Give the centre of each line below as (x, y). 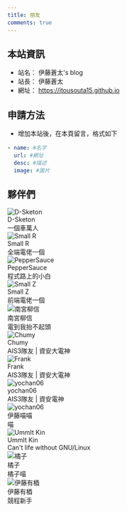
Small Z (18, 291)
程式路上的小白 (29, 276)
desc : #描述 (31, 163)
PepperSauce (27, 268)
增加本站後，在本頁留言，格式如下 (67, 134)
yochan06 (22, 391)
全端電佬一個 (26, 252)
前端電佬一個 (26, 300)
